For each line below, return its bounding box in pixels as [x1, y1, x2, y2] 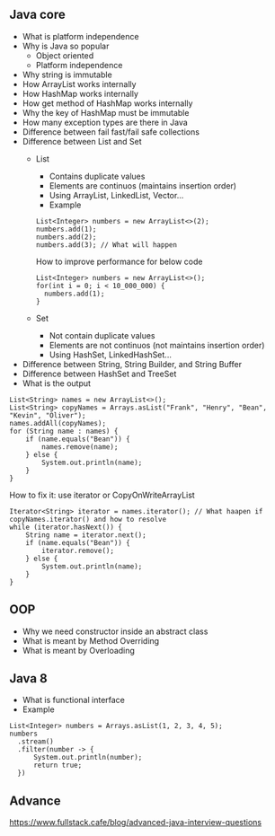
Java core [9, 7, 66, 22]
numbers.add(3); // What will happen [35, 240, 178, 250]
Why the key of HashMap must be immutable [22, 107, 190, 118]
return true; [32, 761, 83, 770]
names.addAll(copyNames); [9, 418, 106, 427]
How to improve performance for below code [35, 256, 203, 267]
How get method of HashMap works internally [22, 98, 193, 109]
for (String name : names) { [9, 427, 119, 436]
